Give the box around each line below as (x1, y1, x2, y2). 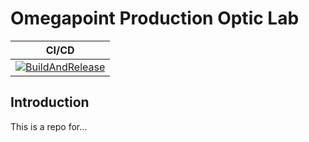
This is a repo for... (10, 120, 88, 132)
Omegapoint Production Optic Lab (10, 7, 300, 30)
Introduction (10, 94, 90, 111)
